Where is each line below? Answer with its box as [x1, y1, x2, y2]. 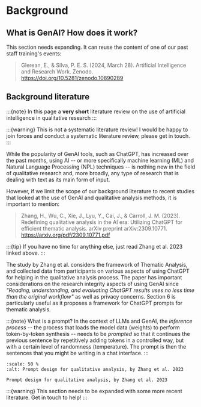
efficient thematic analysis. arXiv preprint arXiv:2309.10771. [20, 225, 168, 232]
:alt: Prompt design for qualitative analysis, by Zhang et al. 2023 [6, 366, 184, 372]
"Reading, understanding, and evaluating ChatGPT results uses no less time [6, 287, 195, 294]
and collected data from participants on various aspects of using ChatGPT [6, 267, 190, 275]
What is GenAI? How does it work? [6, 28, 138, 38]
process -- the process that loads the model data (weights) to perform [6, 323, 180, 331]
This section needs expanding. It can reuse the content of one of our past [6, 43, 188, 51]
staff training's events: [6, 50, 62, 57]
